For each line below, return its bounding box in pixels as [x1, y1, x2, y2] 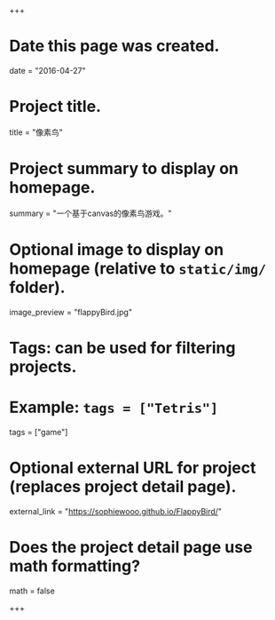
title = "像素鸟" [9, 126, 64, 138]
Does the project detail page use [9, 537, 253, 557]
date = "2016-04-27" [9, 65, 86, 76]
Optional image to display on [9, 240, 224, 259]
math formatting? [9, 556, 140, 576]
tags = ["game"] [9, 426, 68, 437]
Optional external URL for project [9, 458, 256, 478]
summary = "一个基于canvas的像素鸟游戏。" [9, 208, 172, 219]
